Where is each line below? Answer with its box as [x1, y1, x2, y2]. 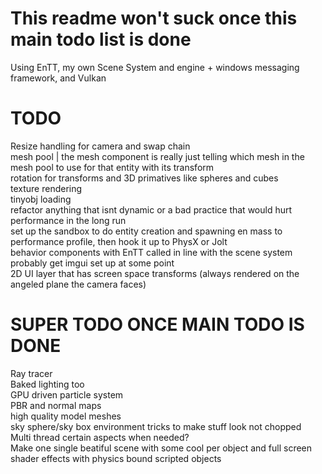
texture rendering [10, 182, 83, 194]
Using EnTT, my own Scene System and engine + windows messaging [10, 61, 300, 73]
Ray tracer [10, 367, 53, 379]
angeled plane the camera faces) [10, 278, 147, 290]
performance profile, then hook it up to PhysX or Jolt [10, 235, 228, 247]
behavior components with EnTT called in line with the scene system [10, 246, 293, 258]
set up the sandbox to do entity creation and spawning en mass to [10, 225, 283, 237]
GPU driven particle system [10, 388, 124, 401]
